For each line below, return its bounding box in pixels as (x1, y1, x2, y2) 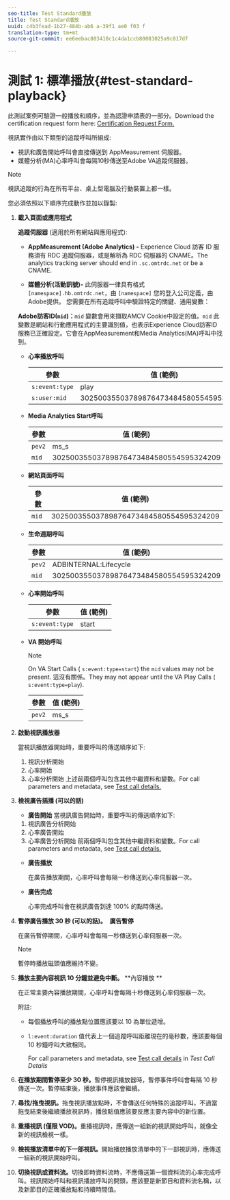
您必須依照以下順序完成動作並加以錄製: (8, 199, 118, 208)
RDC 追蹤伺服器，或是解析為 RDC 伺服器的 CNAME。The (47, 251, 208, 260)
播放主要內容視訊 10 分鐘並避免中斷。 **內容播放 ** (17, 974, 162, 982)
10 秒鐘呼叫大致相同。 (27, 1040, 91, 1049)
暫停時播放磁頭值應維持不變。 (17, 960, 102, 968)
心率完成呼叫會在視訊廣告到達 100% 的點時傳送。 (27, 902, 167, 911)
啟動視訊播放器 (17, 729, 60, 737)
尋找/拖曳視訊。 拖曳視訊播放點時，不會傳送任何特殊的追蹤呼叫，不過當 (17, 1099, 218, 1107)
